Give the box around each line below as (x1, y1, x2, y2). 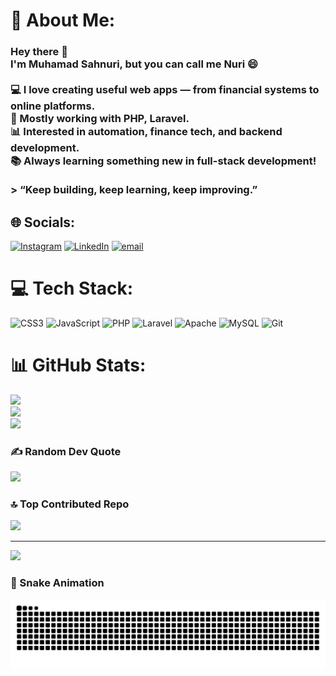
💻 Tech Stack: (10, 277, 134, 300)
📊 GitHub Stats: (10, 354, 147, 377)
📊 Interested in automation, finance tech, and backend (10, 125, 283, 139)
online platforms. (10, 99, 96, 113)
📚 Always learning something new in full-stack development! (10, 154, 317, 168)
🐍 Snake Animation (10, 576, 105, 590)
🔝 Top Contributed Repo (10, 497, 130, 511)
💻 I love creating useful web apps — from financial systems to (10, 83, 320, 97)
